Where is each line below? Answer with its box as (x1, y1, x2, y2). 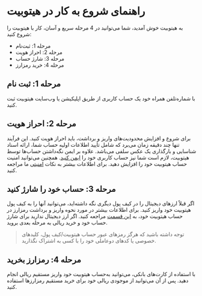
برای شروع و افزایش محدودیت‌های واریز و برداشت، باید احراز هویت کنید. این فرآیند (7, 134, 191, 142)
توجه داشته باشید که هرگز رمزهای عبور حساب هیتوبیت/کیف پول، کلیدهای (21, 230, 185, 238)
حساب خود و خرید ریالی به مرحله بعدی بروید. (7, 219, 108, 226)
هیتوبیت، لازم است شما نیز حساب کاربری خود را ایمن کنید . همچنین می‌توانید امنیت (7, 153, 189, 161)
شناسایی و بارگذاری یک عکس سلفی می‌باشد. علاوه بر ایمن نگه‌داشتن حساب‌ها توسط (7, 147, 197, 155)
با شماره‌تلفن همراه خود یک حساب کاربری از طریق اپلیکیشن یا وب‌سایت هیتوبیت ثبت (7, 94, 196, 102)
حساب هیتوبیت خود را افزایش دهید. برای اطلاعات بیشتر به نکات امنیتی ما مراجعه (7, 160, 187, 167)
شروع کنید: (7, 30, 32, 37)
